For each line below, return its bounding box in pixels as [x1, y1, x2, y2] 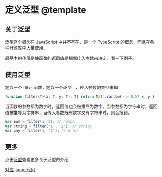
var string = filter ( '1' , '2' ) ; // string [5, 124, 92, 129]
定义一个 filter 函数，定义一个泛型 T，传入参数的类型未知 [5, 84, 118, 90]
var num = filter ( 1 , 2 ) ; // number [5, 119, 77, 124]
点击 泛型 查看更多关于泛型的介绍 [5, 157, 69, 162]
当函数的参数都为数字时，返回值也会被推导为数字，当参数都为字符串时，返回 [5, 103, 158, 109]
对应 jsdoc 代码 [5, 167, 35, 173]
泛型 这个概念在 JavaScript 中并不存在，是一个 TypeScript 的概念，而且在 [5, 39, 150, 44]
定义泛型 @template [5, 4, 86, 15]
